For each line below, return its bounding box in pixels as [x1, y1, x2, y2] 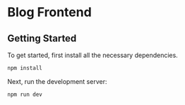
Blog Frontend [7, 4, 92, 20]
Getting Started [7, 32, 77, 44]
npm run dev [7, 91, 42, 98]
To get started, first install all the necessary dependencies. [7, 51, 178, 59]
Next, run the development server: [7, 77, 107, 85]
